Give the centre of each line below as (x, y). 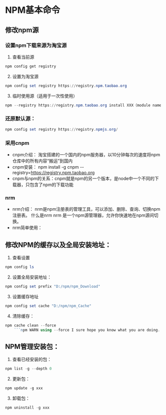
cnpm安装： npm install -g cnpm (45, 167)
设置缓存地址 (25, 296)
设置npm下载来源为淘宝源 (36, 45)
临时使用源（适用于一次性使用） (45, 96)
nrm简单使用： (27, 228)
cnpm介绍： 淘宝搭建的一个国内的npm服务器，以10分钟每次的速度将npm (86, 154)
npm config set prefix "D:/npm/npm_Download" (53, 286)
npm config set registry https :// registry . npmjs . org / (62, 129)
